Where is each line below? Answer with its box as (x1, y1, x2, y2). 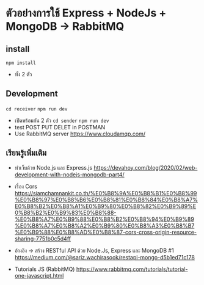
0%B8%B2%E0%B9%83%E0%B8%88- (14, 209, 117, 216)
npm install (5, 60, 36, 66)
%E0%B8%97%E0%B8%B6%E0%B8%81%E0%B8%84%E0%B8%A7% (14, 196, 198, 203)
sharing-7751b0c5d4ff (14, 235, 71, 242)
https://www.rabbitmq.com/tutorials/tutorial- (76, 265, 188, 273)
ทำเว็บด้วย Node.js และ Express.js (14, 164, 93, 171)
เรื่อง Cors (14, 182, 38, 190)
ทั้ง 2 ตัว (14, 71, 32, 78)
